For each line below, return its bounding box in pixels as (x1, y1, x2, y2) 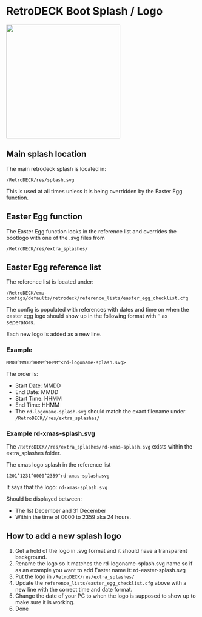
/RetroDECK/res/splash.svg (6, 177, 75, 183)
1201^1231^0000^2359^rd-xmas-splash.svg (6, 473, 110, 479)
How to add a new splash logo (6, 531, 121, 541)
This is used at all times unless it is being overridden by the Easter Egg (6, 187, 183, 195)
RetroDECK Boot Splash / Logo (6, 4, 163, 18)
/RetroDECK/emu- (6, 290, 47, 296)
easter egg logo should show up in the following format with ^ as (6, 312, 168, 319)
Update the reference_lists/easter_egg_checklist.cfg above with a (15, 579, 187, 586)
